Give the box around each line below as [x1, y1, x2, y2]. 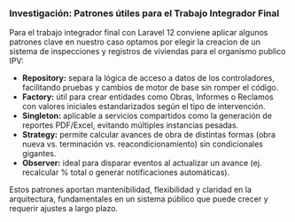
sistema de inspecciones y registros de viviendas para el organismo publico [9, 46, 286, 57]
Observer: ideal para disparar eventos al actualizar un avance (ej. [21, 158, 262, 169]
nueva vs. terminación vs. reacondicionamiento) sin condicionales [21, 139, 264, 149]
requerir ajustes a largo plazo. [9, 203, 118, 214]
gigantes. [21, 148, 57, 159]
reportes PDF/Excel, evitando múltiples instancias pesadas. [21, 120, 239, 131]
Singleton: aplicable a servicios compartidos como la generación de [21, 110, 273, 122]
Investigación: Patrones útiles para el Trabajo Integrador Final [9, 7, 280, 20]
